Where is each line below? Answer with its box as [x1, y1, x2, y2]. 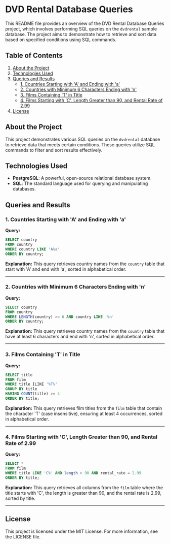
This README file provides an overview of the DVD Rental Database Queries [5, 20, 164, 26]
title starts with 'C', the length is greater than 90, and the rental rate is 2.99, [5, 490, 162, 496]
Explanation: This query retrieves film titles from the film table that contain [5, 405, 162, 411]
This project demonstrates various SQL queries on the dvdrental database [5, 136, 160, 142]
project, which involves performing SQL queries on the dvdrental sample [5, 25, 157, 31]
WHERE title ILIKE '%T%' [5, 382, 58, 387]
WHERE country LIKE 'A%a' [5, 246, 60, 252]
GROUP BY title [5, 387, 37, 392]
